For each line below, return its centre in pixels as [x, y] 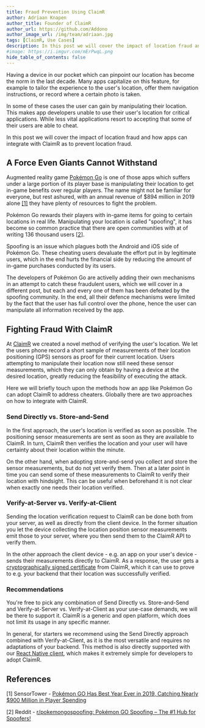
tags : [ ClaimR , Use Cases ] [41, 40]
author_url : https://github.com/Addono [57, 29]
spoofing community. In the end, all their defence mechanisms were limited [101, 297]
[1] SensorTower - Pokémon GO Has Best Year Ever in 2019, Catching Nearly [102, 693]
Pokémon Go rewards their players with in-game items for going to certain [99, 215]
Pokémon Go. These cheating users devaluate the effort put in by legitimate [101, 253]
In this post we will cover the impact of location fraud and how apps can [97, 137]
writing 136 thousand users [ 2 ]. [45, 235]
